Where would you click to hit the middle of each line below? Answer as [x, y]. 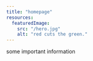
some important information [41, 51]
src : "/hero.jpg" [39, 29]
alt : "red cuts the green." [52, 34]
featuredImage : [31, 23]
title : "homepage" [29, 12]
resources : [20, 18]
